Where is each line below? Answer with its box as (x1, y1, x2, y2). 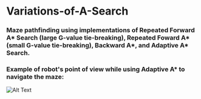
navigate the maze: (6, 73, 64, 81)
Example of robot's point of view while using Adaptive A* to (6, 65, 185, 73)
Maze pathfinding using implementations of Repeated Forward (6, 26, 196, 35)
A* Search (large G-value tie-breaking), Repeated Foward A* (6, 33, 190, 42)
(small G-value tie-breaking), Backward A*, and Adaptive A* (6, 41, 189, 50)
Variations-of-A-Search (6, 4, 129, 18)
